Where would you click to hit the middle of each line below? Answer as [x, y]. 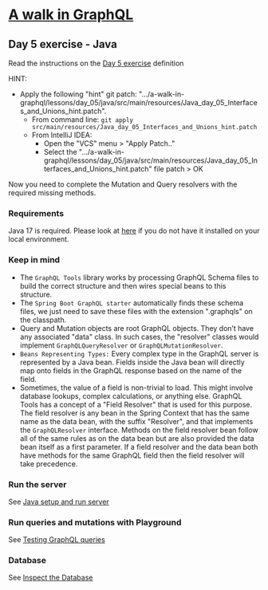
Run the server [37, 484]
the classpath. [43, 320]
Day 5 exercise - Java [63, 44]
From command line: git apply [83, 120]
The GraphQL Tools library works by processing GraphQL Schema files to [139, 277]
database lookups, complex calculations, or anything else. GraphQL [131, 395]
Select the [60, 152]
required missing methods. [52, 193]
